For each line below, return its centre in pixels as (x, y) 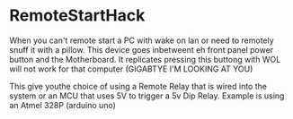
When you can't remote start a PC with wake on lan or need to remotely (142, 40)
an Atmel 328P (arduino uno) (63, 105)
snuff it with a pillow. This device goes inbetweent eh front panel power (142, 49)
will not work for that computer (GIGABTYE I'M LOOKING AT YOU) (131, 69)
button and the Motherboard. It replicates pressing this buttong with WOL (145, 59)
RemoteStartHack (77, 16)
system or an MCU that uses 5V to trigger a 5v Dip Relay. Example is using (147, 96)
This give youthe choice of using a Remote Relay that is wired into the (138, 86)
